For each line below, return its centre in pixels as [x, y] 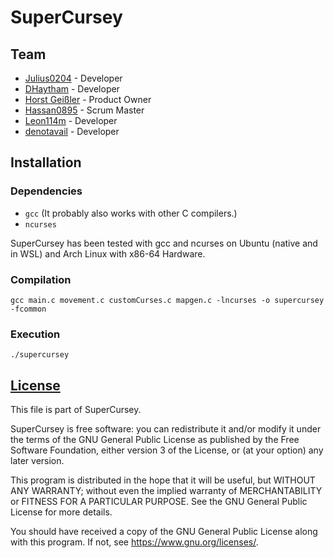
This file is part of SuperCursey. [76, 410]
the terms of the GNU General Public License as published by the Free [155, 440]
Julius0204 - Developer [73, 78]
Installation [46, 162]
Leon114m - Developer [71, 120]
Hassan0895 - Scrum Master [84, 110]
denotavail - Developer [72, 131]
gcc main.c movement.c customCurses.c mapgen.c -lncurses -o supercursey [167, 300]
